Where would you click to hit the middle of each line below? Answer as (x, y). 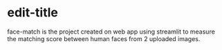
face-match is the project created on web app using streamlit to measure (111, 32)
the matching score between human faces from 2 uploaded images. (104, 38)
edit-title (33, 13)
